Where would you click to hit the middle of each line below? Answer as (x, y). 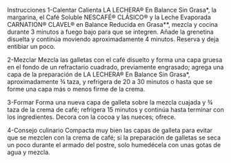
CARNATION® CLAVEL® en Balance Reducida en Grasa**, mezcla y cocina (113, 24)
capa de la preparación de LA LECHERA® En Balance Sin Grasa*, (99, 74)
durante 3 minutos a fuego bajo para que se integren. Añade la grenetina (110, 32)
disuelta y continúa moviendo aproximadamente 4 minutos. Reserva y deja (113, 39)
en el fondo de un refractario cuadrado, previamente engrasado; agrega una (115, 67)
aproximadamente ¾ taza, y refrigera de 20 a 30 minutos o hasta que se (110, 81)
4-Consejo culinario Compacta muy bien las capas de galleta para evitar (110, 130)
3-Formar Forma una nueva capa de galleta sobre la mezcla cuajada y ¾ (110, 102)
